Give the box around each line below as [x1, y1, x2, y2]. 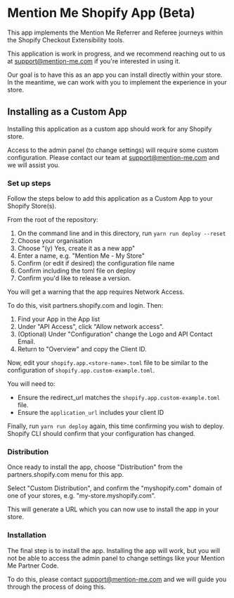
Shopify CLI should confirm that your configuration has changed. [7, 430, 195, 438]
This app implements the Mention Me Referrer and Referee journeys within [7, 28, 223, 37]
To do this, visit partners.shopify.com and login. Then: [7, 301, 164, 310]
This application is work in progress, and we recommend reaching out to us [7, 49, 226, 58]
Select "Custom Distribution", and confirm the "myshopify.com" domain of [7, 484, 223, 492]
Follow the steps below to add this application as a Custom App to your [7, 194, 213, 203]
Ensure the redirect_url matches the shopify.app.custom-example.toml [17, 393, 220, 402]
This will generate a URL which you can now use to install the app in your [7, 505, 219, 513]
